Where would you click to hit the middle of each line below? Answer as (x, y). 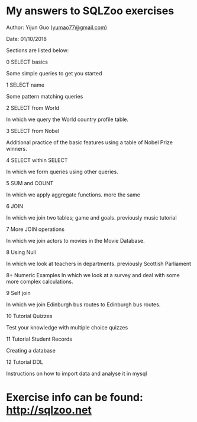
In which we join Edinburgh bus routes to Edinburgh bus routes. (83, 304)
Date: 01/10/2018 (27, 39)
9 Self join (18, 293)
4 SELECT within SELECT (37, 160)
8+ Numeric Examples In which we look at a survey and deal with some (93, 275)
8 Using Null (21, 252)
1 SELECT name (25, 85)
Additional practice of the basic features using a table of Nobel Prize (90, 142)
